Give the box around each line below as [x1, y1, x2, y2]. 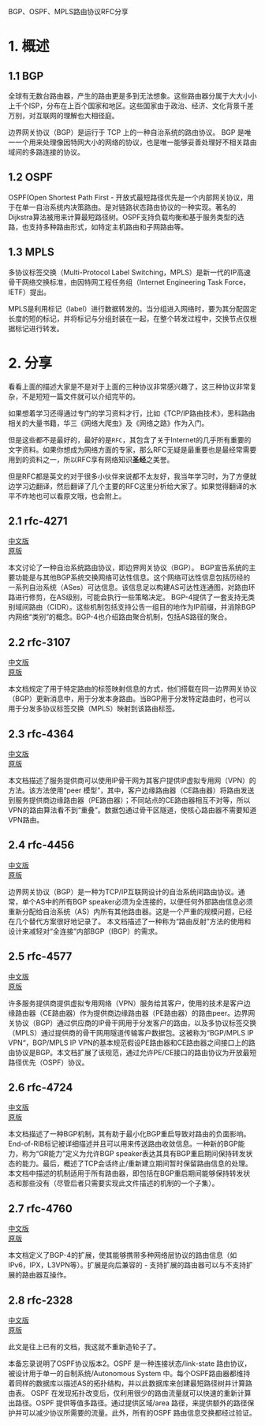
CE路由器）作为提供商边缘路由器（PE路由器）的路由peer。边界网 [42, 1008, 256, 1017]
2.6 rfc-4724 [8, 1081, 73, 1095]
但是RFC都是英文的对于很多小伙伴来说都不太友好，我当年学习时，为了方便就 [8, 472, 257, 481]
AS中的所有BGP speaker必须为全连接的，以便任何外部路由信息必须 [35, 897, 254, 906]
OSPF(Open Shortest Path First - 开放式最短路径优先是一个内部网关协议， [8, 192, 248, 202]
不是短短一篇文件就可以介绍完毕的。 [21, 391, 140, 401]
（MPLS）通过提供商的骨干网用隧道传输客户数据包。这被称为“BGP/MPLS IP [8, 1028, 254, 1037]
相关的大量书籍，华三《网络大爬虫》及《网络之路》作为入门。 [8, 418, 209, 427]
